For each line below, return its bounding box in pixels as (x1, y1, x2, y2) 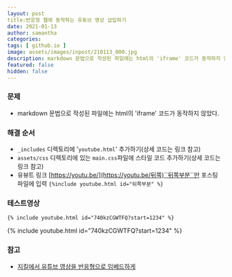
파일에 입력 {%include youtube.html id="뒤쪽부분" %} (17, 180, 164, 188)
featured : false (7, 61, 54, 68)
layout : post (7, 10, 45, 17)
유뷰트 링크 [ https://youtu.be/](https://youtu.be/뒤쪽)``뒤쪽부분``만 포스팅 (17, 171, 219, 180)
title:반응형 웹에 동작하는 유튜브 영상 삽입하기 (7, 17, 126, 23)
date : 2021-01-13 (7, 23, 57, 30)
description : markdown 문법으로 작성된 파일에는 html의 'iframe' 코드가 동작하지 (7, 55, 221, 62)
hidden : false (7, 68, 48, 75)
